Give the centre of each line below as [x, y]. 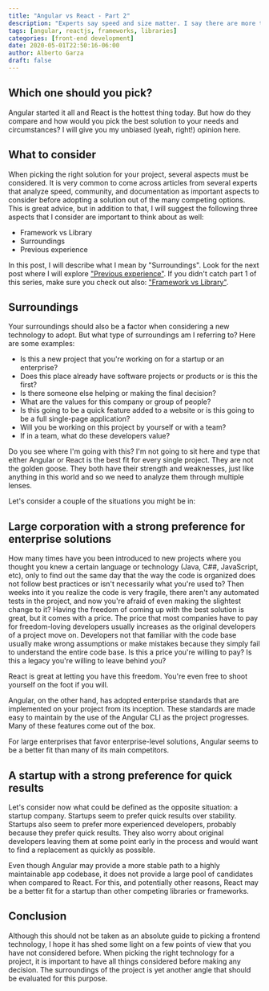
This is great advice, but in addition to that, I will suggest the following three [133, 208]
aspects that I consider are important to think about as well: [106, 217]
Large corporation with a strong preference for [127, 526]
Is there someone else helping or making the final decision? [118, 394]
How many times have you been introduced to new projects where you [125, 558]
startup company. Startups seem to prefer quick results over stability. [122, 815]
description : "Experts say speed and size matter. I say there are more [132, 23]
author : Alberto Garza [46, 53]
